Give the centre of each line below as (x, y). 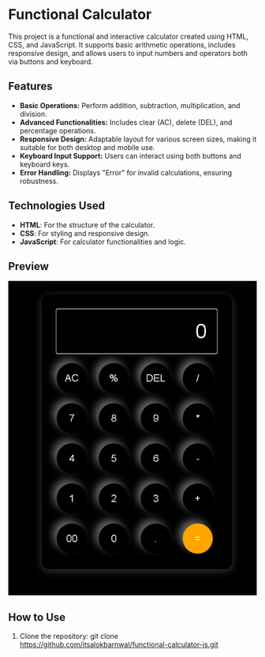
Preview (29, 266)
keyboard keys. (45, 164)
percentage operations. (58, 130)
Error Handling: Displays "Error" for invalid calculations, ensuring (126, 172)
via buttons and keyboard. (50, 62)
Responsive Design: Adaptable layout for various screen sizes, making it (138, 139)
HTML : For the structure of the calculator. (87, 225)
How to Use (37, 618)
